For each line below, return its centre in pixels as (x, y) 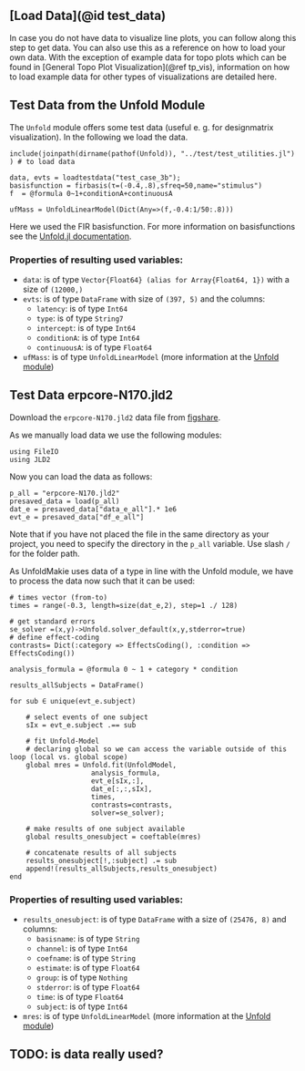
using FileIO (34, 451)
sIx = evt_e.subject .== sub (81, 725)
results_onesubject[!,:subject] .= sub (102, 860)
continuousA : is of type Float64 (94, 347)
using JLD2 (30, 459)
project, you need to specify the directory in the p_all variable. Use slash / (150, 543)
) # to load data (42, 161)
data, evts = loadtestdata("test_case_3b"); (95, 178)
